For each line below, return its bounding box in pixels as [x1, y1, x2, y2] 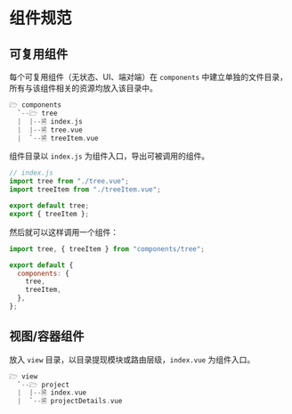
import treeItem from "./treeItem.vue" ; [9, 185, 162, 194]
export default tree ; [9, 201, 90, 210]
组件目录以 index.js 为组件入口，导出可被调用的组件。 [9, 150, 210, 161]
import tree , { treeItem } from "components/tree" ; [9, 244, 205, 254]
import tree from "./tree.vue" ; [9, 177, 129, 186]
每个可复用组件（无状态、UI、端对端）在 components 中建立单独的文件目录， [9, 72, 288, 82]
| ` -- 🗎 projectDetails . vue [17, 397, 123, 406]
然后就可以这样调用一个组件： [9, 226, 118, 237]
